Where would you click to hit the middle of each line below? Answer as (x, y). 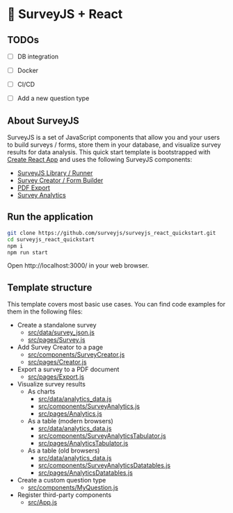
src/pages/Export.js (56, 377)
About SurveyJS (43, 121)
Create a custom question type (62, 480)
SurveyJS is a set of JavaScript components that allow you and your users (114, 138)
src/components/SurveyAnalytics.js (89, 407)
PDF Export (34, 188)
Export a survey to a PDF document (68, 369)
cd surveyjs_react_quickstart (51, 239)
